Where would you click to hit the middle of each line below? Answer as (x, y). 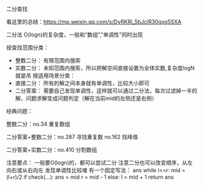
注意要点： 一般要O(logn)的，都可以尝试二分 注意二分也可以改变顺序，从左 (99, 163)
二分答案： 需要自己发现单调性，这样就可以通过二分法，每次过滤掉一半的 (106, 91)
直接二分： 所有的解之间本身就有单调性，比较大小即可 (82, 83)
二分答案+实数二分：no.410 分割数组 (52, 150)
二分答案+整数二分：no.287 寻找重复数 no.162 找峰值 (72, 137)
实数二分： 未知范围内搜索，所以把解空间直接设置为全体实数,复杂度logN (105, 68)
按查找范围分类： (28, 48)
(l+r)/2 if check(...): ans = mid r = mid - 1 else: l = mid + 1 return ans (90, 177)
